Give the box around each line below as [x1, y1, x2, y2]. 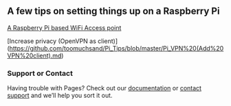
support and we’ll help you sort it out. [7, 92, 113, 100]
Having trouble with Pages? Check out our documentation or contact [7, 84, 201, 92]
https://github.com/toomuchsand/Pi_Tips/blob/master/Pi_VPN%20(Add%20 [9, 44, 224, 52]
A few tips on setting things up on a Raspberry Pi [7, 5, 220, 17]
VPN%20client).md [7, 51, 62, 59]
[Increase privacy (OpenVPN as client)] [7, 37, 118, 45]
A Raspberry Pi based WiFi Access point [7, 23, 122, 31]
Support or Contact [7, 68, 74, 78]
